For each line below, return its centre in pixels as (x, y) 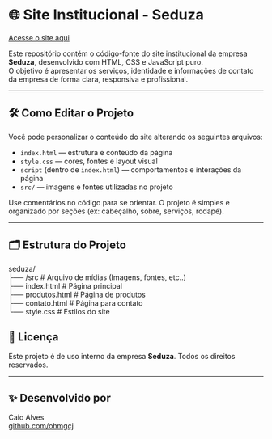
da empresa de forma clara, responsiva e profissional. (98, 79)
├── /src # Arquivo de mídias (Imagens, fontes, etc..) (97, 277)
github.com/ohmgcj (41, 426)
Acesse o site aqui (39, 37)
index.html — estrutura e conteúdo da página (96, 152)
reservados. (28, 365)
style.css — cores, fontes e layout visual (89, 161)
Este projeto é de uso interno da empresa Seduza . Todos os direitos (122, 357)
